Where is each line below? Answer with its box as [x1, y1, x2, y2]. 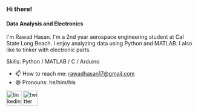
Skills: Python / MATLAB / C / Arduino [6, 58, 100, 65]
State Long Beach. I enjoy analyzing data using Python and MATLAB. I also [6, 40, 193, 47]
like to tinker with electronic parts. [6, 46, 91, 53]
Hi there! [6, 5, 33, 13]
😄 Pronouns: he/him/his [15, 79, 76, 86]
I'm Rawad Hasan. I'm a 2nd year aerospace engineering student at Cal [6, 33, 184, 41]
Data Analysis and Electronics [6, 20, 84, 27]
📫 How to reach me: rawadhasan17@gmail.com [15, 70, 135, 77]
